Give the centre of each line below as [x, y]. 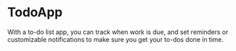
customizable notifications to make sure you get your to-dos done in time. [116, 39]
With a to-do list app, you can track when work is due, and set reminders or [118, 32]
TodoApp [35, 12]
